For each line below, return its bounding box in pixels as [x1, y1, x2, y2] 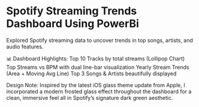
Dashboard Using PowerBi [6, 17, 140, 30]
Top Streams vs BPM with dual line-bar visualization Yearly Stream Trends [6, 63, 189, 71]
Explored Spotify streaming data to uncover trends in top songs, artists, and [6, 36, 194, 44]
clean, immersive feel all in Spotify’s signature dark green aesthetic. [6, 94, 173, 101]
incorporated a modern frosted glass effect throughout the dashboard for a [6, 88, 192, 95]
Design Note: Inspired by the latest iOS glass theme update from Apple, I [6, 81, 185, 88]
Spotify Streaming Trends [6, 4, 137, 18]
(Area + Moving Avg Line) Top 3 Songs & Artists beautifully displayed [6, 70, 177, 77]
